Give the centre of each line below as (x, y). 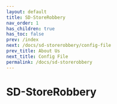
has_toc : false (25, 34)
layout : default (26, 12)
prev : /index (22, 40)
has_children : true (31, 29)
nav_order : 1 (22, 23)
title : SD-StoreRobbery (36, 17)
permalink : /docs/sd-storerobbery (49, 62)
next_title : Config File (37, 57)
